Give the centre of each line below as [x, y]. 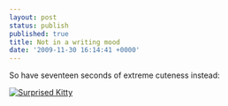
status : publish [39, 26]
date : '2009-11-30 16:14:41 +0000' [75, 50]
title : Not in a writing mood [65, 42]
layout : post [33, 17]
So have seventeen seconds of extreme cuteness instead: [115, 75]
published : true [39, 34]
